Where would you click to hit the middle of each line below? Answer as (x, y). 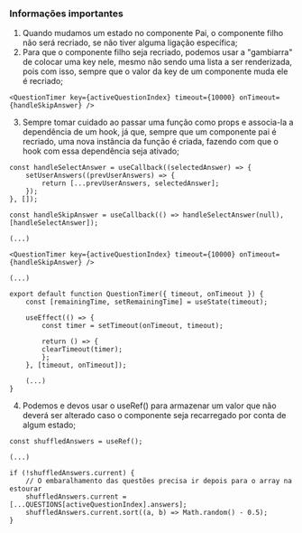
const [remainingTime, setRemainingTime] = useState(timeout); (147, 302)
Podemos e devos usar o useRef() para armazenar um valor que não (149, 406)
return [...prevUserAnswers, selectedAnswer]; (131, 183)
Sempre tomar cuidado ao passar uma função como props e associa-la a (158, 122)
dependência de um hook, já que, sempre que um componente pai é (149, 132)
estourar (26, 489)
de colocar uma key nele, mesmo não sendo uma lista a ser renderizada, (157, 62)
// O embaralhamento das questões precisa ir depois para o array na (159, 482)
